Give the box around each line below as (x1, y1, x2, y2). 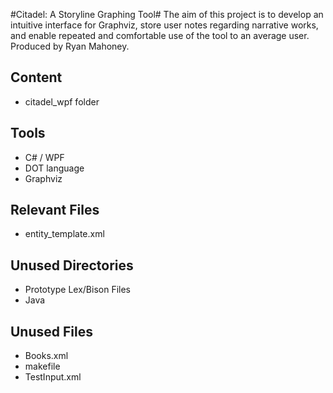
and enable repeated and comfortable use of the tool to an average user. (10, 30, 310, 41)
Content (10, 69, 63, 86)
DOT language (24, 162, 85, 174)
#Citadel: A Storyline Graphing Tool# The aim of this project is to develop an (10, 9, 324, 20)
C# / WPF (24, 151, 65, 163)
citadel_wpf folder (24, 95, 100, 108)
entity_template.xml (24, 228, 105, 240)
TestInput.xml (24, 371, 82, 383)
